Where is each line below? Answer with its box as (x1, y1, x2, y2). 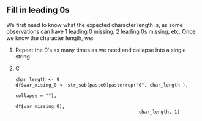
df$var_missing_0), (15, 103, 65, 109)
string (15, 52, 31, 60)
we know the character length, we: (6, 34, 94, 42)
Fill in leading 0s (6, 5, 70, 15)
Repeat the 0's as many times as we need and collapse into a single (15, 46, 187, 53)
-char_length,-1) (135, 109, 181, 115)
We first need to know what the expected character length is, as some (6, 21, 184, 28)
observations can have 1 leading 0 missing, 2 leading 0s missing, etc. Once (6, 28, 196, 35)
